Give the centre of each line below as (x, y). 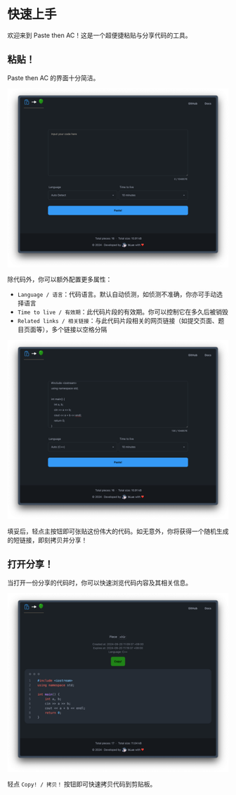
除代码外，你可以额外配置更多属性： (60, 279)
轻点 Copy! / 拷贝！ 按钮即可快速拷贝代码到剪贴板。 (82, 784)
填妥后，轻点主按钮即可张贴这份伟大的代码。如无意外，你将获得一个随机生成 (118, 531)
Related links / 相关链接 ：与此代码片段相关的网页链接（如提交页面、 (118, 321)
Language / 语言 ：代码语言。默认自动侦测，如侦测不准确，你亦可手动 (117, 294)
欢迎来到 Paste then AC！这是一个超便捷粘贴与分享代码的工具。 (99, 35)
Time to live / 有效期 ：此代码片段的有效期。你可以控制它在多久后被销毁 (123, 312)
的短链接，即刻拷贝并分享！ (47, 540)
